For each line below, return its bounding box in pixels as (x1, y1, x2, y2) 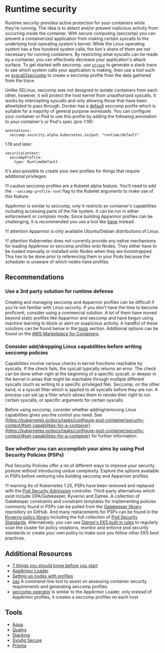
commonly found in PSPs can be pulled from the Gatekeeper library (5, 504, 142, 510)
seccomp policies (5, 349, 48, 356)
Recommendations (5, 273, 64, 282)
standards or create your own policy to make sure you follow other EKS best (5, 530, 159, 536)
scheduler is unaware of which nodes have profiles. (5, 258, 110, 265)
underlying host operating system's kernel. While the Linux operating (5, 41, 145, 46)
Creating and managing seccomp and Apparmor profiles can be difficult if (5, 299, 155, 305)
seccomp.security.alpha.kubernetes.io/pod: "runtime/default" (9, 132, 139, 137)
